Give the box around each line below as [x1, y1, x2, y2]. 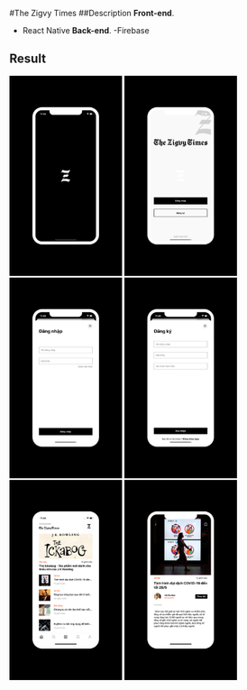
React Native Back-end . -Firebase [22, 25, 151, 35]
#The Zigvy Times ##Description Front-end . [9, 8, 175, 18]
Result [9, 51, 47, 67]
